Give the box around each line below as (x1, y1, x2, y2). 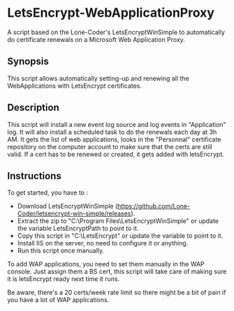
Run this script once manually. (17, 246, 105, 255)
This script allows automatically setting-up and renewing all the (7, 74, 190, 82)
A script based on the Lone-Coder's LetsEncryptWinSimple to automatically (7, 28, 226, 36)
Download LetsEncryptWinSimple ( (17, 202, 118, 211)
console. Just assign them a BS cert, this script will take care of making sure (7, 267, 227, 276)
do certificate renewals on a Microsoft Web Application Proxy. (7, 35, 185, 43)
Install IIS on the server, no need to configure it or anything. (17, 239, 189, 248)
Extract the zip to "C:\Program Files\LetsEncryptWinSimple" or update (17, 217, 219, 225)
